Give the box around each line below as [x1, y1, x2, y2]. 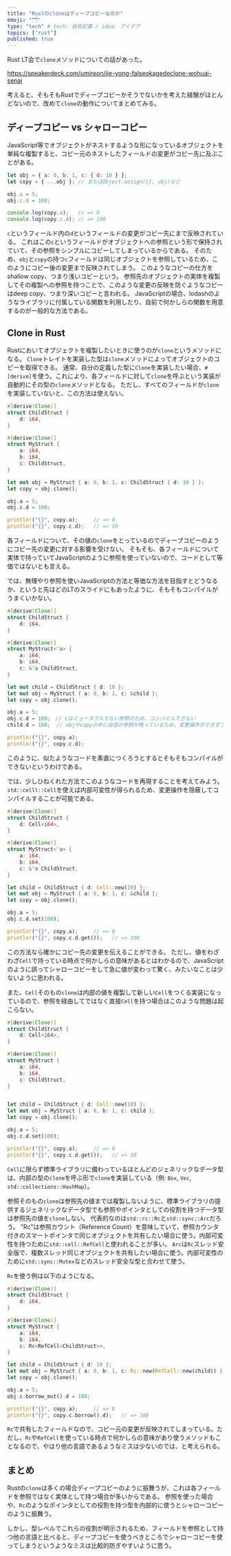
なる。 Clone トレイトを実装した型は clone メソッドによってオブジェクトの [7, 355, 214, 363]
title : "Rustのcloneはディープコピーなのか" [7, 10, 124, 17]
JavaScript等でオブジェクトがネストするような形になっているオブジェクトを [7, 140, 224, 149]
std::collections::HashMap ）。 [7, 1182, 93, 1191]
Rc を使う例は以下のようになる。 [7, 1271, 98, 1280]
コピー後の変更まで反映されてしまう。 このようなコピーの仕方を [30, 264, 213, 272]
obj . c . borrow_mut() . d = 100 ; [7, 1393, 91, 1400]
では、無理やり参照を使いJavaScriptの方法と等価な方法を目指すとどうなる [7, 577, 219, 585]
